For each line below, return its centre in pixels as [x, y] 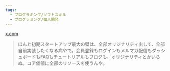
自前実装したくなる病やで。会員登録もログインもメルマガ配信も [85, 51]
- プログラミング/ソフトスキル [38, 15]
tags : [11, 10]
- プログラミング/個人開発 [34, 19]
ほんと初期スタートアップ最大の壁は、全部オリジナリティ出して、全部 [91, 44]
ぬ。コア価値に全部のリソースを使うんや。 [62, 63]
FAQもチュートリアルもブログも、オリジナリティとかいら [100, 57]
